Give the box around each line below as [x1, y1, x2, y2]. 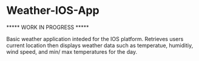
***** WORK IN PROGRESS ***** [6, 24, 89, 31]
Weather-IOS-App [6, 4, 99, 18]
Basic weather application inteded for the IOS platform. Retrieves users [6, 35, 184, 42]
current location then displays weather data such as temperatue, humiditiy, [6, 42, 194, 49]
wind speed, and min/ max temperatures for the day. [6, 48, 138, 55]
